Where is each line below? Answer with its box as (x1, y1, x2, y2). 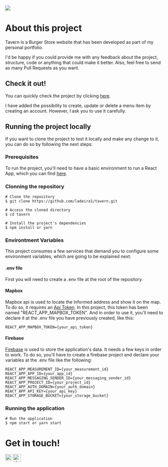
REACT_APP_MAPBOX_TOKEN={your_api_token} (5, 324, 93, 330)
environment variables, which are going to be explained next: (5, 253, 131, 259)
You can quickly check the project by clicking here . (5, 92, 111, 99)
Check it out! (5, 79, 46, 88)
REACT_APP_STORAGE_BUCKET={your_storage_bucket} (5, 393, 109, 399)
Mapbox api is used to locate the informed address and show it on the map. (5, 299, 161, 305)
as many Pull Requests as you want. (5, 65, 79, 71)
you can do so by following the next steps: (5, 141, 93, 147)
